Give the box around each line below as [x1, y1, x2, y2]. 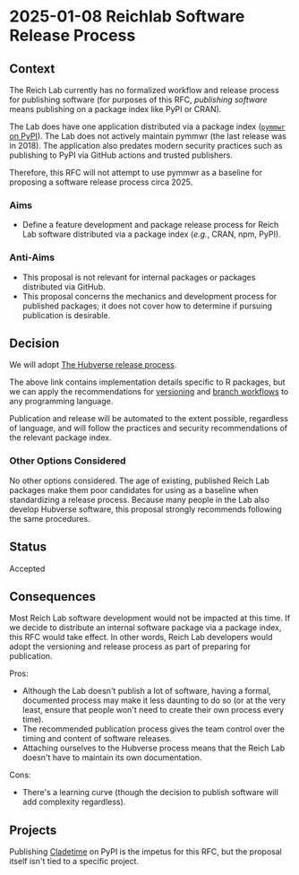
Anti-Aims [9, 251, 56, 264]
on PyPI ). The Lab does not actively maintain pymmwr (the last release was [9, 131, 286, 141]
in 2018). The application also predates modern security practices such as [9, 141, 283, 151]
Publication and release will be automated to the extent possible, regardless [9, 413, 289, 424]
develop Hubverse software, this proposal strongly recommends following [9, 504, 282, 515]
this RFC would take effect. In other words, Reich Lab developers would [9, 632, 273, 643]
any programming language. [9, 396, 114, 407]
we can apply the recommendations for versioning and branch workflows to [9, 386, 289, 397]
